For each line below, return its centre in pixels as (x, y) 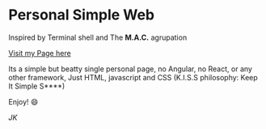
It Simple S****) (37, 86)
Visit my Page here (40, 53)
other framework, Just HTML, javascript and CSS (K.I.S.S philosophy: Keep (133, 77)
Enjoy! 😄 (23, 101)
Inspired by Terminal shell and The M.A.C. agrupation (98, 37)
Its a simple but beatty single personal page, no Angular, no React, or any (131, 69)
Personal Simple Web (82, 15)
